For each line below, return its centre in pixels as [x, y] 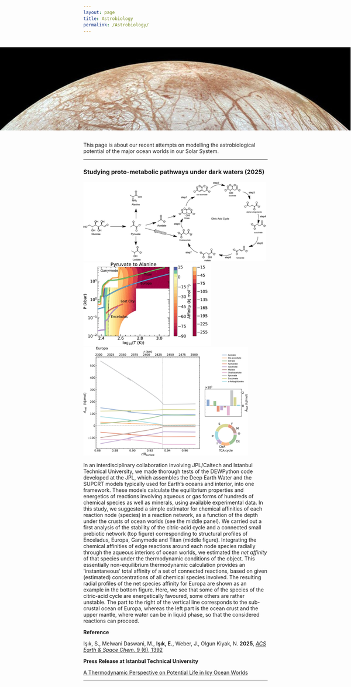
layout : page [99, 12]
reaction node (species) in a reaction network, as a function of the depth [171, 515]
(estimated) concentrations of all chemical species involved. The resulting [172, 577]
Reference [96, 632]
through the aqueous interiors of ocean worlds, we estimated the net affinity [175, 552]
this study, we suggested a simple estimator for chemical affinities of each [173, 509]
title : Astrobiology [109, 18]
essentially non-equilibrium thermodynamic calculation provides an [164, 565]
